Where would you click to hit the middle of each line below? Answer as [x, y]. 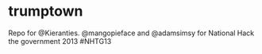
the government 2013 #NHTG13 [60, 41]
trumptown [46, 11]
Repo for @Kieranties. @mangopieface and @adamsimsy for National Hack [131, 33]
